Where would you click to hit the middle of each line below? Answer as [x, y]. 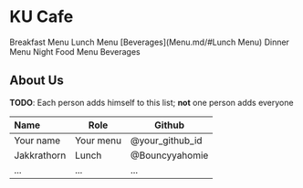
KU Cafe [42, 17]
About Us [37, 81]
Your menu [98, 141]
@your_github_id [166, 141]
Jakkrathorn [40, 155]
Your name [37, 141]
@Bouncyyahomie [169, 155]
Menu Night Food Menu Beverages [75, 51]
